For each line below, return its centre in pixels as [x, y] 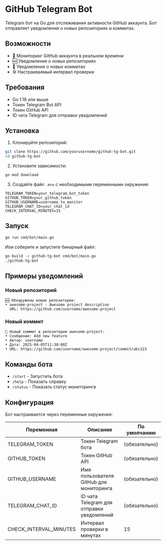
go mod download [22, 175]
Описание [100, 430]
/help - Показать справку [39, 382]
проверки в [95, 529]
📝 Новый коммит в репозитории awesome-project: [55, 332]
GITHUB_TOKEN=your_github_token [38, 198]
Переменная [42, 430]
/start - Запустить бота [37, 376]
